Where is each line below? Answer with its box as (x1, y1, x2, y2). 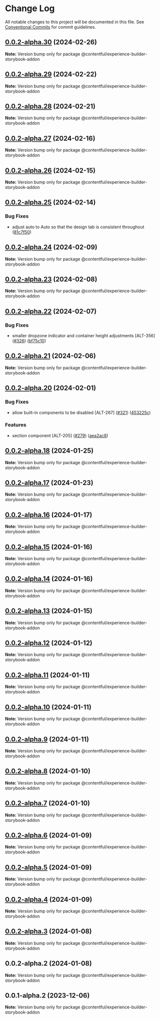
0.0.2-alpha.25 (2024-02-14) (5, 198, 96, 206)
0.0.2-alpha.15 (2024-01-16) (5, 543, 93, 551)
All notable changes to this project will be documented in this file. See (5, 19, 144, 25)
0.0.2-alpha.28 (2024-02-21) (5, 102, 96, 110)
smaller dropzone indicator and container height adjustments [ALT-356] (12, 333, 155, 338)
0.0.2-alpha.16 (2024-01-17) (5, 511, 93, 519)
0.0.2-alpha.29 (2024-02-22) (5, 70, 97, 78)
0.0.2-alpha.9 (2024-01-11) (5, 735, 89, 743)
